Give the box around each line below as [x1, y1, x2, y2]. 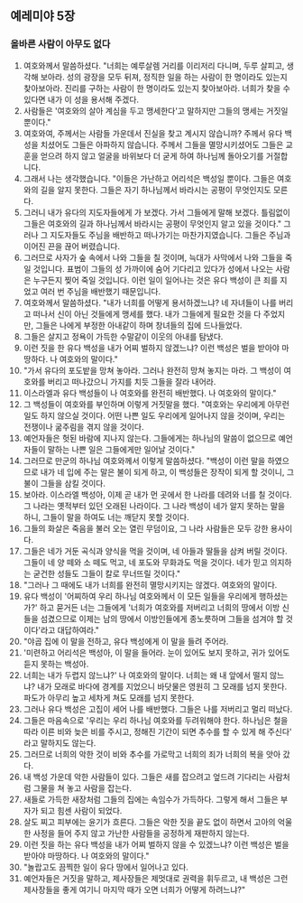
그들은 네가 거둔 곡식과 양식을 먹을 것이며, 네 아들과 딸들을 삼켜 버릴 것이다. [23, 545, 288, 556]
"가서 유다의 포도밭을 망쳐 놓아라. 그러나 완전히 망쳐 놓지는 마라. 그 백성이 [23, 365, 282, 376]
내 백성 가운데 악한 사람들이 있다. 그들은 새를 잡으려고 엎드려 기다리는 [23, 771, 267, 782]
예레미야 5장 [10, 8, 76, 24]
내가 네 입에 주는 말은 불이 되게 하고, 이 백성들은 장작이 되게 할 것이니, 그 [40, 466, 295, 477]
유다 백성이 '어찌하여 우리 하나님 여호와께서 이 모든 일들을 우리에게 [23, 591, 257, 601]
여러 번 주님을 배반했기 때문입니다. [40, 285, 161, 296]
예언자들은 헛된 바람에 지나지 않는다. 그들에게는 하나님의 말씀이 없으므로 [23, 433, 277, 443]
